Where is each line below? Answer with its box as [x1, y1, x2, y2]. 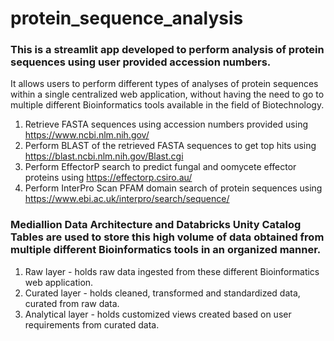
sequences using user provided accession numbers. [10, 55, 272, 69]
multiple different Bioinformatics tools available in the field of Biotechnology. [10, 99, 325, 111]
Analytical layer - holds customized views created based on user [24, 308, 292, 320]
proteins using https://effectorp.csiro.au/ [24, 172, 193, 184]
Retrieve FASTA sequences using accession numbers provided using [24, 118, 309, 131]
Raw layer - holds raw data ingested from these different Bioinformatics [24, 265, 320, 277]
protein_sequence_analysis [10, 7, 244, 30]
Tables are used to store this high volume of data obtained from [10, 230, 325, 244]
